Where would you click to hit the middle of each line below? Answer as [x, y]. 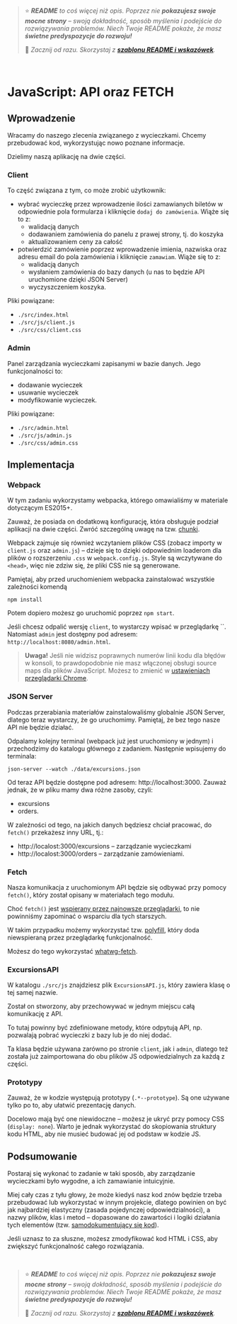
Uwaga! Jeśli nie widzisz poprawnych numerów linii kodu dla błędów [125, 656]
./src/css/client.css [49, 330]
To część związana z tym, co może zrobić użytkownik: [87, 190]
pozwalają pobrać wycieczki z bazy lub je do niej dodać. [89, 1035]
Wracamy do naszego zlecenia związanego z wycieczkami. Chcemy [107, 135]
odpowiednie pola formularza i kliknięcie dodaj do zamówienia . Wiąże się [123, 211]
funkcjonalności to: [35, 371]
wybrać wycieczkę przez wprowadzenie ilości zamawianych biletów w [120, 204]
